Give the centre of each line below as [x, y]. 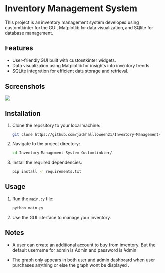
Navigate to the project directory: [46, 144]
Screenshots [25, 86]
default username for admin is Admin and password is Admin [74, 250]
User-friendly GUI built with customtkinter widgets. [64, 60]
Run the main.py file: [33, 199]
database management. [29, 33]
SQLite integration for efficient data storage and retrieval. [70, 71]
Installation [23, 114]
